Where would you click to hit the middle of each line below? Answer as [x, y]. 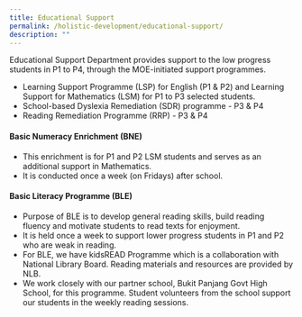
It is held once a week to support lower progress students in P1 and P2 [153, 235]
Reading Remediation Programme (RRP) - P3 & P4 [115, 116]
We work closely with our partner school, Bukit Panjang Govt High [145, 283]
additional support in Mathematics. [87, 166]
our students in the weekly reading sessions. [105, 302]
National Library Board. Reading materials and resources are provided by [158, 264]
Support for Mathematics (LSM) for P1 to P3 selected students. [139, 96]
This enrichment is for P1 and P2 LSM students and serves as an [142, 156]
